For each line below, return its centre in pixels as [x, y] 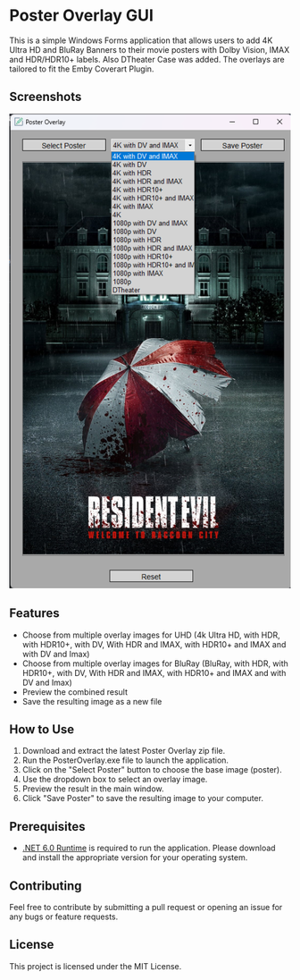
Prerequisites [47, 827]
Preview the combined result [75, 692]
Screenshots [46, 97]
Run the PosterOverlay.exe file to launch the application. [125, 760]
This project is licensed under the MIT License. [96, 966]
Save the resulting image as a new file [92, 701]
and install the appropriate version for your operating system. [135, 857]
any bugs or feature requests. [64, 917]
